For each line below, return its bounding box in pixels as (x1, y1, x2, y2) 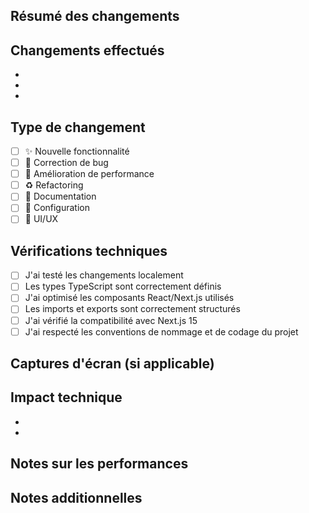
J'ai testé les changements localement (24, 269, 184, 281)
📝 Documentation (24, 190, 97, 203)
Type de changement (10, 119, 146, 136)
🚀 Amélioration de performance (24, 168, 155, 180)
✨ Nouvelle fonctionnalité (24, 145, 130, 158)
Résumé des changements (10, 8, 180, 25)
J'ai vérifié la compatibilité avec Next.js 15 (24, 314, 198, 326)
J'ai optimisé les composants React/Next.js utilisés (24, 292, 235, 304)
